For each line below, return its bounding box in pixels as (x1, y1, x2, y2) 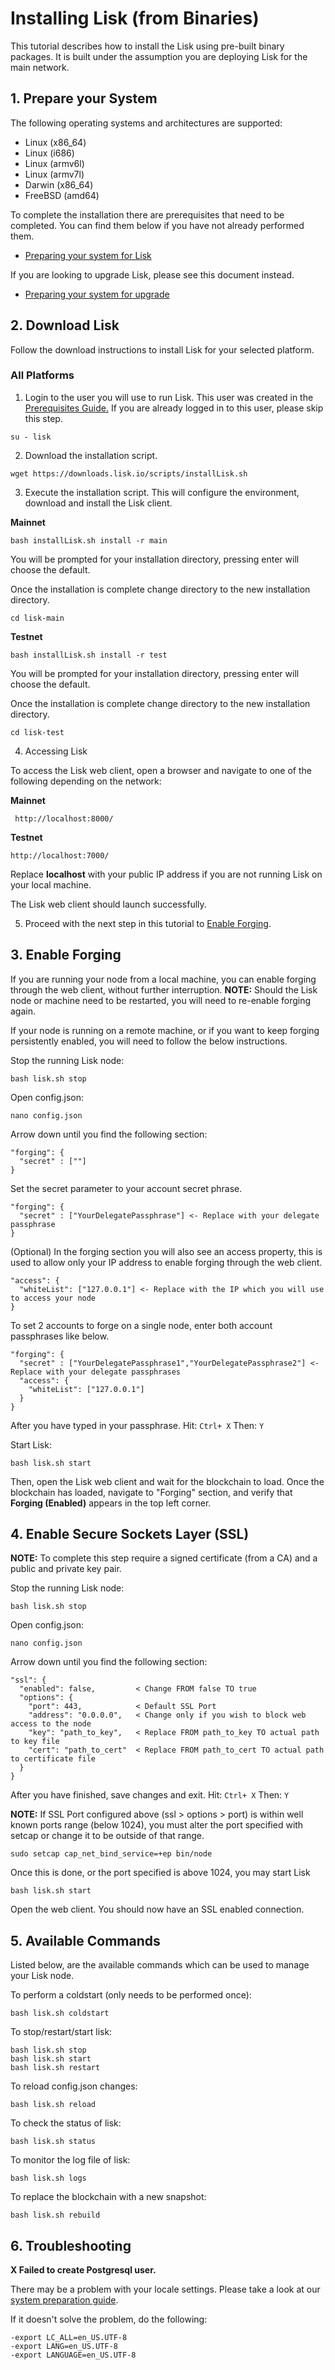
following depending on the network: (10, 775, 162, 787)
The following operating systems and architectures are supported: (10, 117, 283, 129)
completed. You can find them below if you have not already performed (10, 219, 305, 231)
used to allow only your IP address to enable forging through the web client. (10, 1256, 323, 1268)
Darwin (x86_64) (24, 178, 94, 191)
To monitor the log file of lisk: (10, 2154, 131, 2166)
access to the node (10, 1719, 92, 1729)
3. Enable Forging (10, 947, 122, 964)
